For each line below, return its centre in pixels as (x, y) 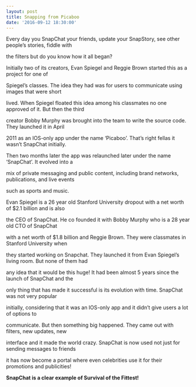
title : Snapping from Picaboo (43, 17)
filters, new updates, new (36, 331)
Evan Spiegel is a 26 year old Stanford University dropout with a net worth (95, 202)
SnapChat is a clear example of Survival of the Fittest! (72, 378)
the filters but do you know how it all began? (59, 57)
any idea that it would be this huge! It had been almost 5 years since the (92, 272)
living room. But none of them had (47, 261)
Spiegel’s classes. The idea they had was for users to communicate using (94, 85)
